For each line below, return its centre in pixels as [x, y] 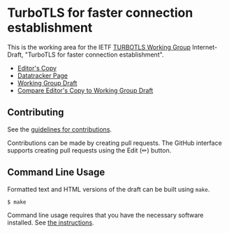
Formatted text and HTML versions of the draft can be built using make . [109, 189]
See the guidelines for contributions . [60, 129]
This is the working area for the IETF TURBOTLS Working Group [99, 47]
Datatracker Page [43, 76]
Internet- [205, 47]
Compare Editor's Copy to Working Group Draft [85, 90]
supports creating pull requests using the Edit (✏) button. [89, 150]
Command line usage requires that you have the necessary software [105, 216]
